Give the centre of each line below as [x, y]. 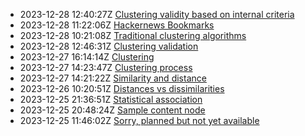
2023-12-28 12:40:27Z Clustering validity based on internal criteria [157, 14]
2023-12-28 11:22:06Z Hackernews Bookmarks [117, 25]
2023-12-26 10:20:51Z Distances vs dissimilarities [122, 88]
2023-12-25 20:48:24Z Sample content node [112, 110]
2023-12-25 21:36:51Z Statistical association [111, 99]
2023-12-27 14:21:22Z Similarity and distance [113, 78]
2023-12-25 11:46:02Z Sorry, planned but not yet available [139, 120]
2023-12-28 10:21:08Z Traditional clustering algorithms [133, 35]
